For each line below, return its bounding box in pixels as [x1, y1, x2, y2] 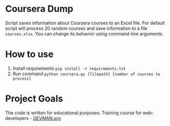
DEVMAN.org [32, 115, 61, 121]
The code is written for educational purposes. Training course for [5, 110, 142, 116]
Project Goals [5, 93, 63, 105]
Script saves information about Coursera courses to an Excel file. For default [5, 20, 165, 26]
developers [5, 115, 29, 121]
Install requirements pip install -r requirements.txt [12, 65, 126, 71]
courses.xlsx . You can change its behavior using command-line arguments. [5, 30, 164, 37]
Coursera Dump [5, 3, 74, 15]
